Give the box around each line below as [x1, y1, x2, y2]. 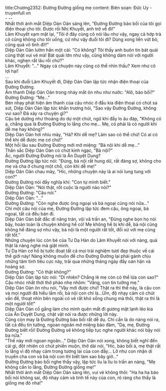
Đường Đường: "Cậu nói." [5, 190, 57, 195]
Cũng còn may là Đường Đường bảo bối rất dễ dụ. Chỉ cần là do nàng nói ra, [5, 316, 160, 322]
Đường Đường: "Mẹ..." [5, 95, 51, 100]
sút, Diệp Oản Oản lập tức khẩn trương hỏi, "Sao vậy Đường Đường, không [5, 105, 157, 111]
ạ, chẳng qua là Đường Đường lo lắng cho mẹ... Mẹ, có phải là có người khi [5, 121, 157, 127]
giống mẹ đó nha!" [5, 380, 43, 386]
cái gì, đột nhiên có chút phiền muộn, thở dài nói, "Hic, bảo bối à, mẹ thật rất [5, 343, 161, 349]
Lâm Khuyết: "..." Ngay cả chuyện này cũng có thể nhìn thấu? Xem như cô [5, 63, 156, 69]
